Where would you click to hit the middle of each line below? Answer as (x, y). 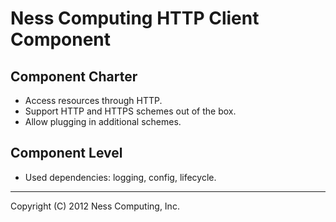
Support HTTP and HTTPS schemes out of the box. (130, 111)
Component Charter (74, 76)
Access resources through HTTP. (93, 100)
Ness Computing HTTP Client (135, 18)
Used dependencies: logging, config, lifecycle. (120, 177)
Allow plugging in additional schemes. (103, 121)
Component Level (66, 153)
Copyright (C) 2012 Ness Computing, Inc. (95, 206)
